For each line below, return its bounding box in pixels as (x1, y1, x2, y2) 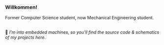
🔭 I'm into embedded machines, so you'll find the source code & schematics (5, 30, 160, 35)
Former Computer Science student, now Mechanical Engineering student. (5, 15, 154, 21)
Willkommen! (5, 4, 38, 11)
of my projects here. (5, 34, 46, 40)
